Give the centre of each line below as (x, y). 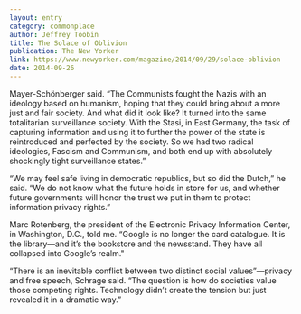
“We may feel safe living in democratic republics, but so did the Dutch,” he (148, 178)
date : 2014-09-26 (42, 69)
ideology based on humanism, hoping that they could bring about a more (145, 103)
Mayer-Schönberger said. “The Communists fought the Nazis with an (138, 93)
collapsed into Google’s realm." (67, 253)
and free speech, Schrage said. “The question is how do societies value (143, 280)
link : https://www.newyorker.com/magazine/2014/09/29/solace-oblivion (145, 60)
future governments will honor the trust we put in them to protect (130, 197)
